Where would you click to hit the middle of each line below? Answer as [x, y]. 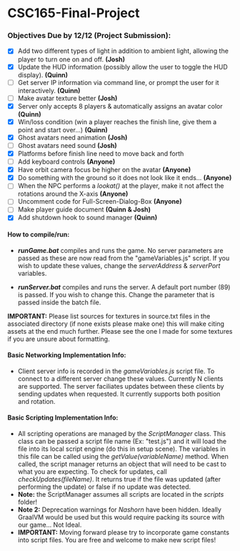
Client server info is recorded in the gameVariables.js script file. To [116, 371]
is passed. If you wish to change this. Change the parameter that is [116, 294]
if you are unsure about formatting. [59, 339]
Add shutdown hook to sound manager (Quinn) [87, 218]
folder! [27, 502]
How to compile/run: [39, 234]
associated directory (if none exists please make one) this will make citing [116, 324]
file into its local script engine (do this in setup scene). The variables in [122, 449]
